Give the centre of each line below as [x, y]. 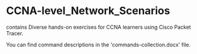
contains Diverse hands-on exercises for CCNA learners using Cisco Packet [98, 27]
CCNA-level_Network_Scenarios [88, 11]
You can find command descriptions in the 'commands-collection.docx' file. [98, 45]
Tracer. [15, 33]
